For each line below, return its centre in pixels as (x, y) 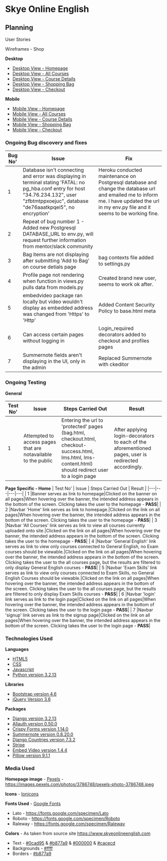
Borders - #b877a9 (32, 854)
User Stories (18, 39)
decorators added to (123, 335)
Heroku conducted (121, 170)
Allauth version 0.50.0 (35, 723)
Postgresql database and (128, 182)
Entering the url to (82, 420)
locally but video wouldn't (53, 302)
